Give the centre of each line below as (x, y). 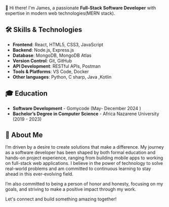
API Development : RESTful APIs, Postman (56, 66)
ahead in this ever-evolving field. (39, 174)
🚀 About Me (24, 135)
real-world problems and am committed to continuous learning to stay (78, 169)
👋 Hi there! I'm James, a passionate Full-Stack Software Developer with (80, 8)
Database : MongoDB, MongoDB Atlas (52, 55)
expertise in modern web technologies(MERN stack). (60, 13)
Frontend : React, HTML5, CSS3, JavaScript (58, 44)
